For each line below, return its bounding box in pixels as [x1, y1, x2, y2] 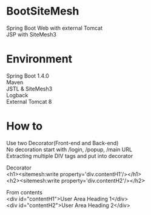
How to [6, 120, 43, 133]
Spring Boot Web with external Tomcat [6, 24, 103, 32]
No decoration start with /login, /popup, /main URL [6, 146, 132, 153]
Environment [6, 52, 73, 66]
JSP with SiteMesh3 [6, 30, 56, 38]
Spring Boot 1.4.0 [6, 72, 50, 80]
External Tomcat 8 [6, 98, 52, 105]
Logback [6, 91, 29, 98]
